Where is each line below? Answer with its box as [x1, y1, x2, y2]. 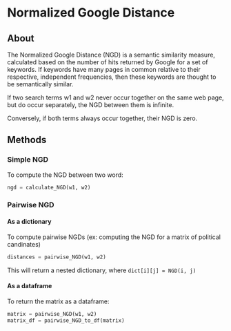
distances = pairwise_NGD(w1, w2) [7, 254, 107, 261]
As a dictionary [7, 218, 52, 226]
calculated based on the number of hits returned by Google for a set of [7, 58, 208, 66]
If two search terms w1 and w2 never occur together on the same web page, [7, 93, 224, 102]
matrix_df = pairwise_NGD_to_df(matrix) [7, 316, 125, 324]
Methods [7, 134, 47, 146]
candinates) [7, 240, 41, 248]
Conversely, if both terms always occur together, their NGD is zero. [7, 114, 198, 122]
